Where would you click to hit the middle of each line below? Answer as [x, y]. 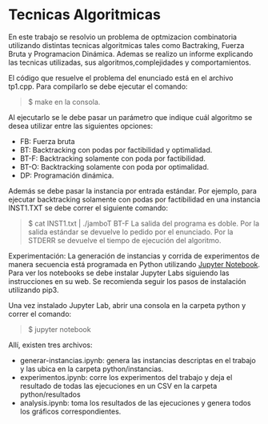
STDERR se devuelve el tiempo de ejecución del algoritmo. [124, 240]
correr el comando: [40, 314]
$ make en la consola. [64, 102]
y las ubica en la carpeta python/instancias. [92, 369]
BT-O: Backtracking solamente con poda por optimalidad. [114, 166]
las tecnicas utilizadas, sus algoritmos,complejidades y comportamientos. [130, 62]
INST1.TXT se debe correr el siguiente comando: [88, 208]
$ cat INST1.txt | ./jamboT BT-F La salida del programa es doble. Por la [144, 223]
